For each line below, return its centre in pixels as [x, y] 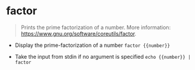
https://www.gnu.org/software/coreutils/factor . [78, 33]
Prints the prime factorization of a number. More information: [96, 27]
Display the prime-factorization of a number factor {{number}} [92, 45]
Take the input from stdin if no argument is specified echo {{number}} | [103, 56]
